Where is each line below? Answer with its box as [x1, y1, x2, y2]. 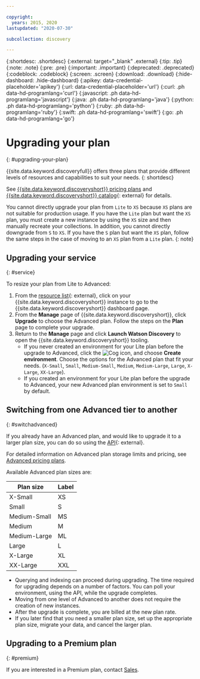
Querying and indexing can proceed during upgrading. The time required [14, 576, 194, 584]
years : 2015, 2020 [11, 19, 58, 26]
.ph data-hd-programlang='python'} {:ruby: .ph [6, 103, 122, 110]
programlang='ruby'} [6, 109, 58, 116]
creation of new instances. [14, 602, 81, 609]
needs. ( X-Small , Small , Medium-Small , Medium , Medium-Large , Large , [23, 362, 186, 369]
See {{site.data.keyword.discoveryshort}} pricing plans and [6, 185, 152, 193]
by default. [23, 387, 51, 395]
